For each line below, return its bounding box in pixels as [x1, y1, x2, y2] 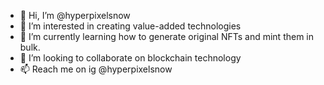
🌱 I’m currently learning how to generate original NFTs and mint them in [19, 31, 315, 42]
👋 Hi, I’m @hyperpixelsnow [19, 10, 131, 21]
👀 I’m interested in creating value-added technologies [19, 20, 242, 32]
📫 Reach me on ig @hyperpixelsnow [19, 63, 173, 75]
